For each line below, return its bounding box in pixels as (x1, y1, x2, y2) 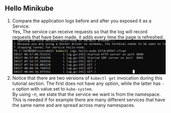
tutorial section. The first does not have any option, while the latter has (12, 80, 161, 86)
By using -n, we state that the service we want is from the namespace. (12, 92, 161, 98)
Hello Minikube (5, 4, 54, 13)
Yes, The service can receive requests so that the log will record (12, 28, 148, 35)
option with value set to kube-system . (15, 86, 93, 92)
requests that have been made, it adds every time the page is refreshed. (12, 34, 164, 40)
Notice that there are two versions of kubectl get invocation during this (12, 75, 163, 81)
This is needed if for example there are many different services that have (12, 97, 165, 103)
